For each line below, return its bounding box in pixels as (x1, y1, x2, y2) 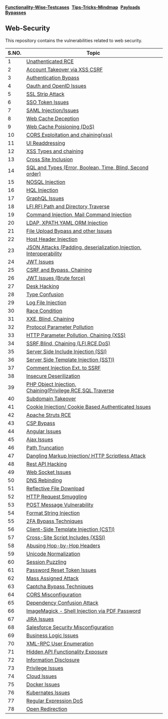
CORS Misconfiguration (26, 591, 81, 598)
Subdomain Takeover (26, 395, 76, 402)
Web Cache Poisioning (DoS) (26, 123, 95, 130)
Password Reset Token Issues (26, 566, 96, 573)
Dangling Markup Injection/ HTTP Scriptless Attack (26, 452, 146, 459)
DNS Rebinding (26, 477, 62, 484)
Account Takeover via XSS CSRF (26, 66, 103, 73)
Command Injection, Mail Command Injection (26, 211, 131, 218)
